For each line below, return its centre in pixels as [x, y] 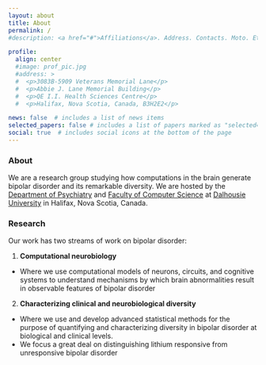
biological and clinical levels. [66, 336]
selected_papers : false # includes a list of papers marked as [115, 125]
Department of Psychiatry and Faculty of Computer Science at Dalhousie [127, 194]
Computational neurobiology [68, 256]
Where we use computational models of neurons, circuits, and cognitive [137, 271]
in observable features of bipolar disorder [87, 288]
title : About [30, 23]
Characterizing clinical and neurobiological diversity [108, 304]
